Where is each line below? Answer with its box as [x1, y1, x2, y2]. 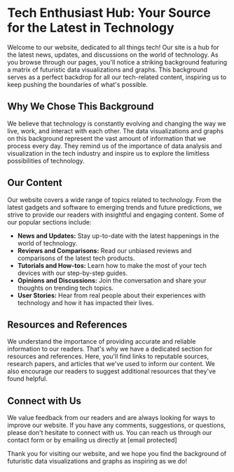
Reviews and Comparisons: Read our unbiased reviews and [17, 246, 192, 255]
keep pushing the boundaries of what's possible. [7, 80, 149, 88]
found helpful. [7, 375, 48, 383]
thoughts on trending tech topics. [17, 283, 114, 292]
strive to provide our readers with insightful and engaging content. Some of [7, 210, 224, 219]
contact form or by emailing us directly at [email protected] [7, 436, 177, 445]
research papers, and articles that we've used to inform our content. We [7, 360, 215, 368]
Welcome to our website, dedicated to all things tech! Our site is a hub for [7, 43, 219, 51]
